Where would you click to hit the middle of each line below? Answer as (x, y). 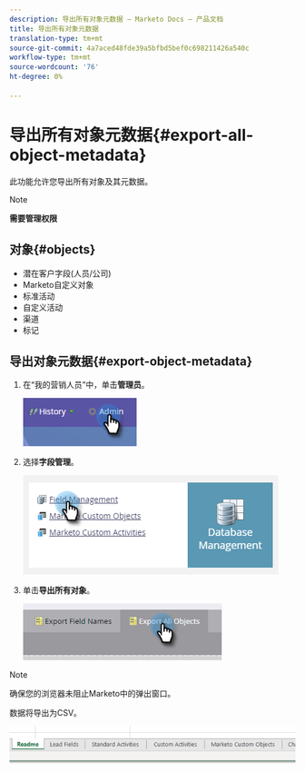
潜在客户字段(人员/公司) (67, 273)
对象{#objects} (53, 250)
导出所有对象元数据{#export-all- (132, 135)
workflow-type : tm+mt (50, 58)
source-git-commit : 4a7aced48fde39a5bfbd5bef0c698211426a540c (129, 48)
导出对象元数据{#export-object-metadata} (131, 361)
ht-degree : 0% (36, 77)
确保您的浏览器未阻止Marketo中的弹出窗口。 (93, 694)
